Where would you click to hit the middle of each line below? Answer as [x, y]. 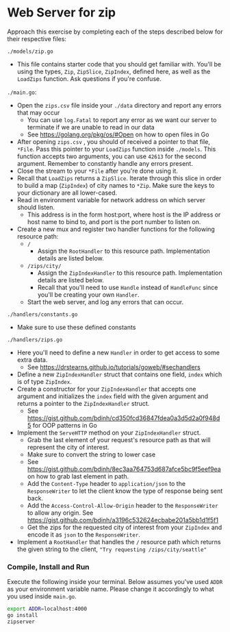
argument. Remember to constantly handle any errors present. [105, 163]
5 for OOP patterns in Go [62, 425]
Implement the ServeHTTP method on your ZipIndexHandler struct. [109, 433]
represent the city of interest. [68, 447]
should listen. [36, 207]
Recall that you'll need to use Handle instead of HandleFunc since [128, 287]
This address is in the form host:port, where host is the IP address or [124, 215]
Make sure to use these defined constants [76, 327]
